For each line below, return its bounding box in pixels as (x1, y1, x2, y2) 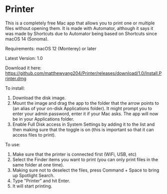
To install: (5, 85, 25, 91)
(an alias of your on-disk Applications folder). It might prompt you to (12, 105, 152, 111)
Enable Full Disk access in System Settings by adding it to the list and (12, 121, 155, 127)
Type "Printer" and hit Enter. (12, 178, 70, 184)
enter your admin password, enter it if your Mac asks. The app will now (12, 111, 159, 117)
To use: (5, 141, 21, 148)
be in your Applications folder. (12, 116, 74, 122)
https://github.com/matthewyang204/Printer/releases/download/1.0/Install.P (5, 70, 162, 76)
